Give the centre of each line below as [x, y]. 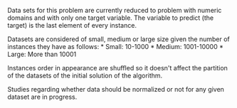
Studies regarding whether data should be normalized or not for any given [116, 89]
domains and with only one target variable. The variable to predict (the [111, 18]
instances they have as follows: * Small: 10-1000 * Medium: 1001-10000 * [116, 47]
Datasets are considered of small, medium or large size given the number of [118, 39]
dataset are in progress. [42, 97]
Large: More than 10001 [42, 54]
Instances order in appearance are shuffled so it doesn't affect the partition [117, 68]
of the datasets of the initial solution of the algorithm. [85, 75]
